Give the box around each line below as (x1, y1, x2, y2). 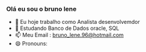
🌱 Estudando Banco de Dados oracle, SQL (14, 25, 120, 32)
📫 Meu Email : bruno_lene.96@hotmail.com (14, 32, 124, 39)
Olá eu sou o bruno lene (6, 5, 77, 13)
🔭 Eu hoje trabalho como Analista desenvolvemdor (14, 19, 140, 26)
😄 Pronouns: (14, 40, 48, 47)
